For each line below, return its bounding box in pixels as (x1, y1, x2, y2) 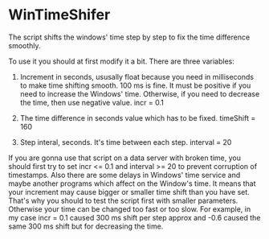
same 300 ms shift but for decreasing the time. (8, 221, 164, 231)
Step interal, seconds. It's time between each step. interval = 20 (19, 137, 232, 146)
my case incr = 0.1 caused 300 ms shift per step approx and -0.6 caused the (8, 212, 261, 222)
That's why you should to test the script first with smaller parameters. (8, 196, 238, 205)
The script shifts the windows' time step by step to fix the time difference (8, 32, 251, 42)
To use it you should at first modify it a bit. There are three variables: (8, 56, 234, 66)
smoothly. (8, 40, 42, 50)
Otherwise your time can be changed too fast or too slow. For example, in (8, 204, 251, 214)
